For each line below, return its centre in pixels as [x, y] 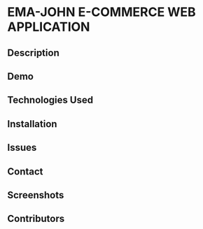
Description [33, 53]
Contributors [36, 219]
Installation [32, 124]
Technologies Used [50, 100]
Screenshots [36, 195]
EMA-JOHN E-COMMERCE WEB [101, 12]
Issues [22, 148]
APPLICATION [49, 27]
